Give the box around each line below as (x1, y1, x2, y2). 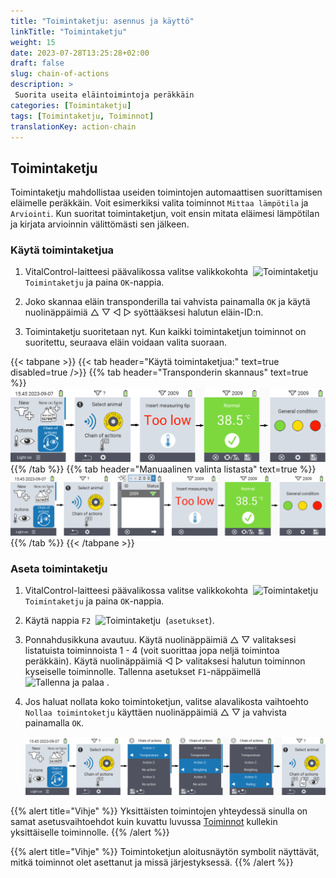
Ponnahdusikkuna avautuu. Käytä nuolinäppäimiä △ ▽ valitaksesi (24, 633, 297, 645)
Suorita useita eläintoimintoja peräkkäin (14, 90, 195, 100)
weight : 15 (10, 37, 56, 47)
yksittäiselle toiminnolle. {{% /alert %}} (10, 826, 170, 838)
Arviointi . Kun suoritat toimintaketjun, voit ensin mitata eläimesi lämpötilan (10, 208, 320, 220)
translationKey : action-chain (10, 121, 137, 132)
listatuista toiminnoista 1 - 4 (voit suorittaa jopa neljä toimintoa (24, 644, 280, 656)
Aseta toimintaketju (10, 561, 108, 575)
